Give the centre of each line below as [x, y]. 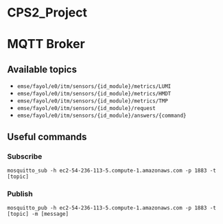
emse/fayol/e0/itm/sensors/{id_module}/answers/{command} [102, 116]
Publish [20, 194]
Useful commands [47, 136]
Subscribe [25, 156]
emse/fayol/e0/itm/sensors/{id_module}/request [86, 109]
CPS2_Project [47, 13]
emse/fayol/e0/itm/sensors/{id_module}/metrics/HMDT [94, 94]
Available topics [42, 69]
